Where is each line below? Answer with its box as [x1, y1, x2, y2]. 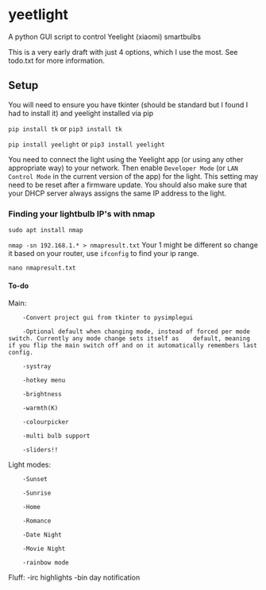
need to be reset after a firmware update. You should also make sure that [8, 180, 248, 189]
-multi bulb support [22, 432, 91, 441]
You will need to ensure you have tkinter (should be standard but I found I [8, 99, 249, 109]
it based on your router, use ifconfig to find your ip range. [8, 249, 199, 258]
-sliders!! [22, 446, 59, 454]
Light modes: [8, 460, 52, 470]
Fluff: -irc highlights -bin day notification [8, 573, 141, 582]
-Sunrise [22, 489, 52, 498]
